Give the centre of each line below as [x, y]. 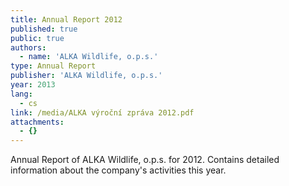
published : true [44, 29]
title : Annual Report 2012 [66, 19]
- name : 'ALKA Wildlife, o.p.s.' [89, 57]
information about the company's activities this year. [118, 170]
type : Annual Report [53, 66]
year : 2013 [33, 85]
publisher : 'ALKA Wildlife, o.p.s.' [86, 76]
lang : [21, 94]
